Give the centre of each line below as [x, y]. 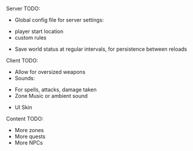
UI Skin [23, 107]
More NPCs [29, 143]
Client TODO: [22, 60]
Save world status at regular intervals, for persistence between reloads [101, 49]
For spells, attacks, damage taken [55, 90]
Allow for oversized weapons [50, 72]
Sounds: [25, 78]
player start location [39, 31]
